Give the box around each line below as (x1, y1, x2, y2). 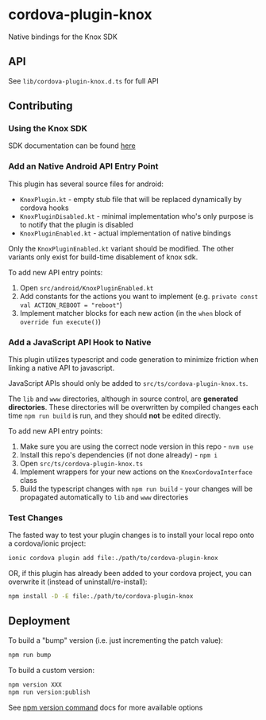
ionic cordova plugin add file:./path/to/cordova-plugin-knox (8, 555, 218, 562)
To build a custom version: (8, 665, 95, 675)
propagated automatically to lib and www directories (19, 492, 189, 502)
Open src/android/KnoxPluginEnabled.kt (19, 282, 154, 292)
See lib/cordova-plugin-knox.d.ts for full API (8, 76, 159, 85)
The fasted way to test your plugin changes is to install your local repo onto (8, 531, 255, 540)
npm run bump (8, 651, 52, 659)
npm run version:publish (8, 688, 91, 696)
